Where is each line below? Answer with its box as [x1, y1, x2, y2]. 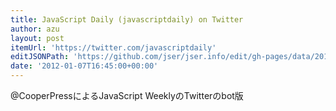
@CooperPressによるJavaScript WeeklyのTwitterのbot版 [10, 90, 244, 101]
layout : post [10, 33, 65, 43]
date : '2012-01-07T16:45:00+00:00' [10, 61, 159, 71]
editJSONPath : [10, 52, 70, 62]
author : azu [10, 24, 60, 34]
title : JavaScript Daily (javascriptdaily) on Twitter [10, 14, 244, 25]
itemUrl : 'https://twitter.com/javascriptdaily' [10, 42, 217, 53]
